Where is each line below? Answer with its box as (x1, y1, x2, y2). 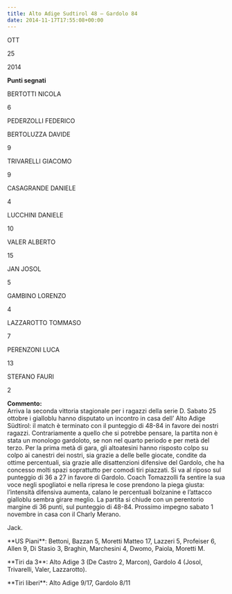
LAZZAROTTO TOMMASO (7, 318, 82, 327)
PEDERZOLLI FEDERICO (7, 116, 75, 125)
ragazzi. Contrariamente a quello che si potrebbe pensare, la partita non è (7, 429, 218, 437)
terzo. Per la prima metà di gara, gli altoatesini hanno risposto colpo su (7, 443, 209, 452)
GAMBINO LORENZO (7, 291, 66, 299)
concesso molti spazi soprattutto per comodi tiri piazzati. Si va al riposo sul (7, 465, 222, 474)
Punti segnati (7, 76, 46, 84)
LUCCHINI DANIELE (7, 211, 64, 219)
